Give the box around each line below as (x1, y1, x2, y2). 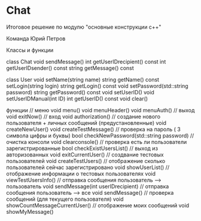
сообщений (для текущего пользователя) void (6, 195, 124, 202)
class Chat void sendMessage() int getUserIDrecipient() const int (6, 58, 166, 65)
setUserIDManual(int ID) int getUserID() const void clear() (6, 95, 148, 102)
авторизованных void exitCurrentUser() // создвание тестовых (6, 151, 164, 158)
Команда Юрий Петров (6, 35, 66, 42)
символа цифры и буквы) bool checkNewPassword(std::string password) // (6, 132, 194, 139)
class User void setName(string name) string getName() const (6, 76, 160, 83)
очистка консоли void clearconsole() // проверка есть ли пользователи (6, 138, 187, 145)
